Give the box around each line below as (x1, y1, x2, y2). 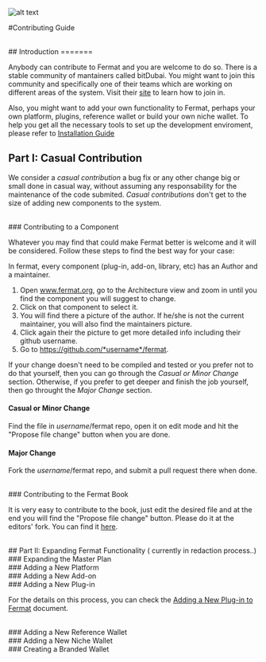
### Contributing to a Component (8, 221, 119, 231)
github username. (19, 335, 78, 346)
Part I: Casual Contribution (8, 151, 143, 165)
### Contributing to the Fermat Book (8, 490, 129, 499)
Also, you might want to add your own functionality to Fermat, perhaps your (8, 104, 256, 112)
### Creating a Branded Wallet (8, 644, 110, 654)
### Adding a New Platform (8, 562, 99, 573)
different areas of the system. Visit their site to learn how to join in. (8, 88, 226, 97)
